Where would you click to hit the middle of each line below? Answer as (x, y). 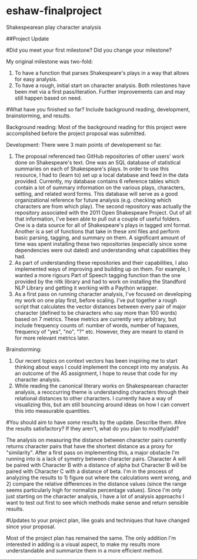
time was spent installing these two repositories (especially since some (101, 244)
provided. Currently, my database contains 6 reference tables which (97, 181)
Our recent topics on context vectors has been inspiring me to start (96, 360)
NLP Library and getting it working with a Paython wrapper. (86, 288)
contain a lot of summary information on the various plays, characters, (100, 188)
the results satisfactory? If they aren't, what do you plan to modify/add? (93, 428)
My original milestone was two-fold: (49, 61)
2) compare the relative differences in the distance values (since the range (96, 484)
